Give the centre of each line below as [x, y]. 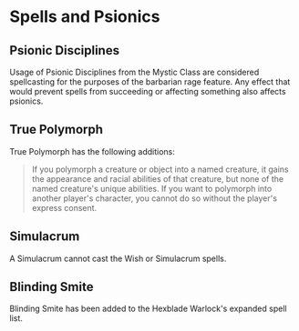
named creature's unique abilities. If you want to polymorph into [152, 188]
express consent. [64, 207]
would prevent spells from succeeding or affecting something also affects [148, 91]
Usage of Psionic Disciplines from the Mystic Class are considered [134, 72]
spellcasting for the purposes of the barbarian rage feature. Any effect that [150, 82]
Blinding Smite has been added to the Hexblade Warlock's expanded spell [148, 309]
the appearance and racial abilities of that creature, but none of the [158, 178]
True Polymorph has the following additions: [93, 151]
